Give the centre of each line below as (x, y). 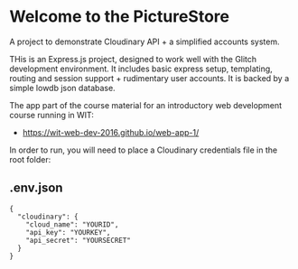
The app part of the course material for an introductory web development (146, 105)
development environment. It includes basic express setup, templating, (141, 69)
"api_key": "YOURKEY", (68, 232)
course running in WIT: (52, 115)
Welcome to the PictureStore (120, 17)
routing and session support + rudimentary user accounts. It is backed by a (149, 78)
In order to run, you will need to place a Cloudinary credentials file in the (144, 150)
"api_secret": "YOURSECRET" (78, 240)
